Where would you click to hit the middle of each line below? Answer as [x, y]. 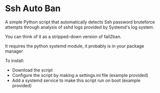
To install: [15, 60]
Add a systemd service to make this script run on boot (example [76, 80]
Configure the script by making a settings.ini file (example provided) [80, 75]
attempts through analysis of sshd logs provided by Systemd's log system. [80, 27]
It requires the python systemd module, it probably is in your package [75, 46]
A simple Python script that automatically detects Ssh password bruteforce [80, 22]
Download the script [32, 70]
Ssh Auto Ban [33, 9]
